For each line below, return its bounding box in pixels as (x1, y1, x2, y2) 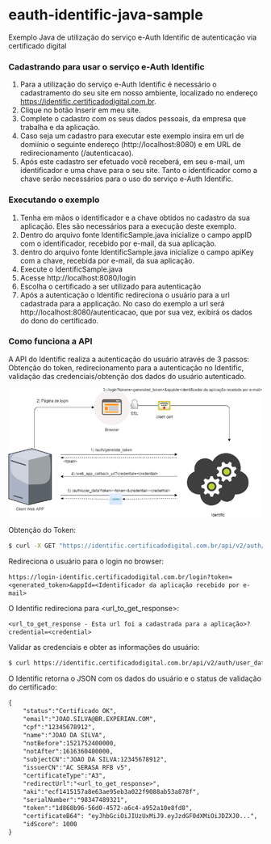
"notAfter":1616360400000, (23, 747, 114, 755)
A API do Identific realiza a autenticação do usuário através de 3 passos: (8, 354, 250, 364)
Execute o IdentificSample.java (19, 264, 123, 274)
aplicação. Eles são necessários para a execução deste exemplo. (19, 221, 237, 231)
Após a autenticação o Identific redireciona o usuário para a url (19, 289, 230, 300)
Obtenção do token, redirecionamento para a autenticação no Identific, (8, 362, 244, 373)
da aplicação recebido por (148, 580, 240, 589)
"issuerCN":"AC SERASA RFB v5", (23, 763, 131, 771)
